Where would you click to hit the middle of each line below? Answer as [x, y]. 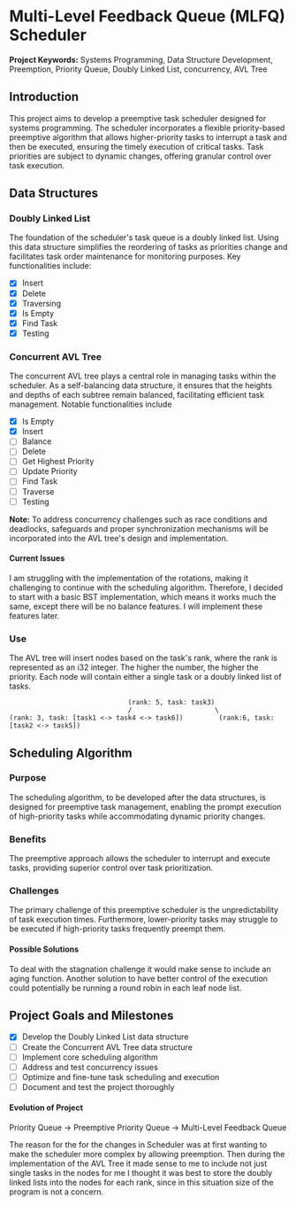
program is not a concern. [57, 1192]
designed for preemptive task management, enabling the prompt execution [145, 806]
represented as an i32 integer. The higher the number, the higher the [134, 667]
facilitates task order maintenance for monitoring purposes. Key [125, 257]
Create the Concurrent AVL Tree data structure [107, 1046]
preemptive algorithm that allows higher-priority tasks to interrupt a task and [148, 137]
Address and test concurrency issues [90, 1067]
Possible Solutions [44, 949]
